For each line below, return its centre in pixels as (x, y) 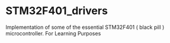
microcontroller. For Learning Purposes (53, 33)
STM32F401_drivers (57, 11)
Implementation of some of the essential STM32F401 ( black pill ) (85, 27)
